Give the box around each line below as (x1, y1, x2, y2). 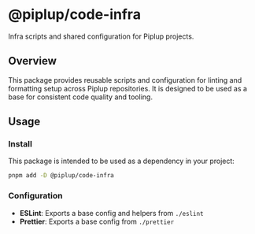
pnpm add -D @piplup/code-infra (8, 172, 114, 180)
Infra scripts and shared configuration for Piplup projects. (8, 32, 194, 41)
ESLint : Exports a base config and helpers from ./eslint (19, 208, 204, 217)
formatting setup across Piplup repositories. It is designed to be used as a (8, 84, 248, 93)
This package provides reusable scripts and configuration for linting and (8, 75, 242, 84)
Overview (8, 54, 57, 68)
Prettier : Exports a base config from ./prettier (19, 217, 175, 226)
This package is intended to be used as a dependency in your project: (8, 156, 235, 166)
